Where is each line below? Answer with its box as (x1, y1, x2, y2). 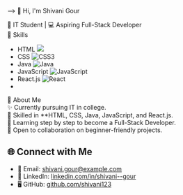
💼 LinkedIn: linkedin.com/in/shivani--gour (17, 172, 136, 180)
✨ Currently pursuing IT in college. (7, 103, 106, 111)
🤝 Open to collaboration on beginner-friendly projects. (7, 126, 163, 134)
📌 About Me (7, 96, 42, 104)
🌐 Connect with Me (7, 146, 93, 158)
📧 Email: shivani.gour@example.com (17, 164, 122, 173)
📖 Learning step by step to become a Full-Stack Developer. (7, 119, 176, 127)
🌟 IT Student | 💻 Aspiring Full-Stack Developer (7, 21, 142, 29)
